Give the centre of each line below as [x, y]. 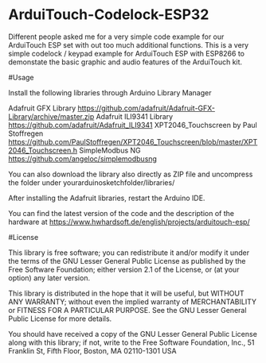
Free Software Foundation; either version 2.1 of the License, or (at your [124, 269]
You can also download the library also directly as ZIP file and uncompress [131, 174]
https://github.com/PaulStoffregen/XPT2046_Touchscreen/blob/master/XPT [133, 141]
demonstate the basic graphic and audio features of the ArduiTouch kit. [125, 62]
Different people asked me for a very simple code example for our [116, 37]
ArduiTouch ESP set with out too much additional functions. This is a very [129, 44]
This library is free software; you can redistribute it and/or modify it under [129, 253]
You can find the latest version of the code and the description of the [121, 213]
